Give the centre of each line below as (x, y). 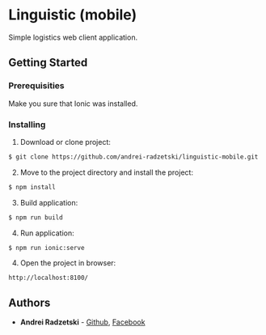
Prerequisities (36, 86)
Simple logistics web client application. (73, 37)
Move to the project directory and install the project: (107, 172)
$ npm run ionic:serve (46, 248)
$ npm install (32, 187)
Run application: (47, 233)
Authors (30, 302)
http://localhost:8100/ (49, 278)
